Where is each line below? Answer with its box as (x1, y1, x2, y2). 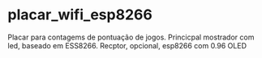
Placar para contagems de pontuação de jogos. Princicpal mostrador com (7, 32, 255, 42)
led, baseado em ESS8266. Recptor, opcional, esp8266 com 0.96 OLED (7, 40, 247, 50)
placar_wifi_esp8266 (7, 6, 153, 24)
